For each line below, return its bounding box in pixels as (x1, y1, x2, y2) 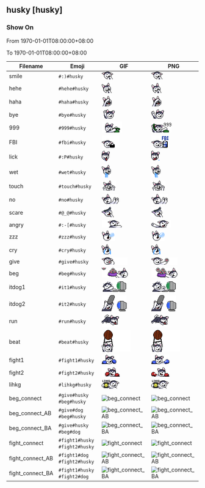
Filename (19, 62, 43, 70)
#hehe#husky (58, 86, 89, 92)
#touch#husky (58, 183, 92, 190)
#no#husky (58, 197, 84, 203)
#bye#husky (58, 113, 87, 119)
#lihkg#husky (58, 382, 92, 388)
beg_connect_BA (9, 424, 52, 432)
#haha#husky (58, 99, 89, 106)
